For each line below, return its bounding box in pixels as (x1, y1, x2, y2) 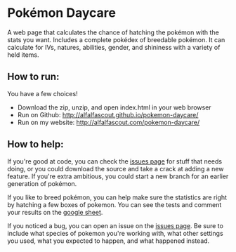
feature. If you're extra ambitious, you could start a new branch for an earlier (7, 172, 229, 180)
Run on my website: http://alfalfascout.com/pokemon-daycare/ (17, 118, 200, 126)
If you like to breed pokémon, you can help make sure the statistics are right (7, 193, 227, 201)
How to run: (7, 71, 60, 83)
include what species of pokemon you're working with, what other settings (7, 229, 223, 237)
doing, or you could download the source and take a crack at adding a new (7, 164, 224, 173)
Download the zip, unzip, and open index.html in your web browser (17, 103, 212, 112)
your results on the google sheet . (7, 208, 103, 216)
